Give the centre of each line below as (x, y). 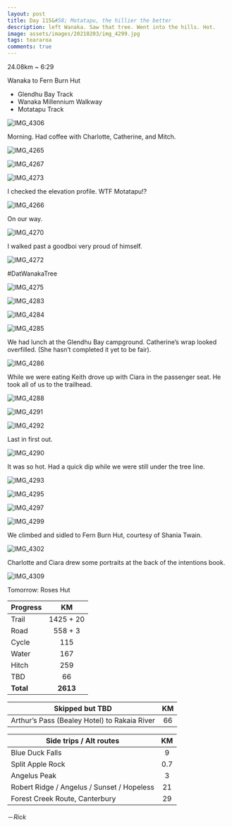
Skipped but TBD (83, 709)
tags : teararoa (30, 40)
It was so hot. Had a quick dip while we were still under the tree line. (106, 467)
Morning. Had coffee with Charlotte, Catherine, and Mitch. (92, 136)
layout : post (26, 14)
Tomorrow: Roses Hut (39, 590)
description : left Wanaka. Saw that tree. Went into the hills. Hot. (112, 27)
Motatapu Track (41, 109)
